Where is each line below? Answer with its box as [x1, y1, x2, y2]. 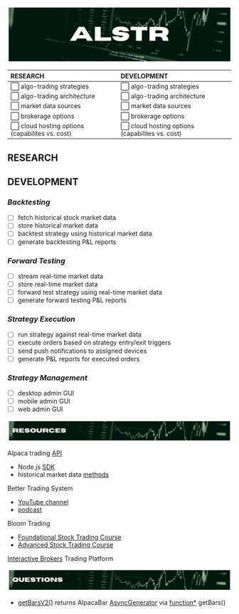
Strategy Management [7, 373, 87, 383]
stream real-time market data [17, 272, 104, 280]
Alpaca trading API [7, 449, 63, 457]
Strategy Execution [7, 314, 76, 324]
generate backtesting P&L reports [17, 238, 117, 246]
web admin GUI [17, 405, 63, 413]
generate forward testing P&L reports [17, 296, 127, 305]
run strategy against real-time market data [17, 330, 142, 339]
